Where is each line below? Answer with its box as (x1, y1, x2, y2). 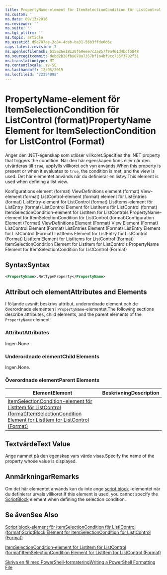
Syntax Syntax (5, 261, 50, 269)
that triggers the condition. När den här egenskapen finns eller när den (5, 157, 150, 163)
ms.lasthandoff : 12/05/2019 (5, 68, 64, 73)
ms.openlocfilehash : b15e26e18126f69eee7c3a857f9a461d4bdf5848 (5, 49, 139, 54)
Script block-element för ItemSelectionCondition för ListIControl (5, 524, 136, 530)
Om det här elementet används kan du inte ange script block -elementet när (5, 485, 161, 491)
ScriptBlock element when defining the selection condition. (5, 496, 126, 502)
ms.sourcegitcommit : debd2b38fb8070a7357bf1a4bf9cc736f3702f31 (5, 53, 139, 59)
